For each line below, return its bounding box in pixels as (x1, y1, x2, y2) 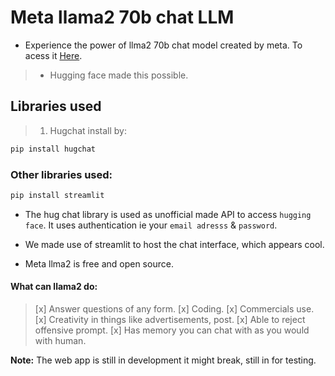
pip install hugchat (10, 144, 97, 154)
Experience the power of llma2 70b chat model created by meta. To (24, 39, 303, 51)
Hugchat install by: (49, 124, 127, 136)
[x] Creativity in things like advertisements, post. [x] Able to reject (34, 314, 306, 325)
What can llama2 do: (10, 281, 98, 293)
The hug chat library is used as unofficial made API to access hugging (24, 208, 312, 220)
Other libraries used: (10, 167, 113, 181)
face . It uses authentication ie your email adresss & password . (24, 219, 278, 231)
